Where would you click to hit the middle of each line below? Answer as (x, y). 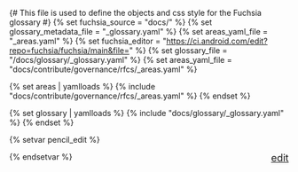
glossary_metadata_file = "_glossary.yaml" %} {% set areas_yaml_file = (139, 31)
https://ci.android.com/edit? (217, 41)
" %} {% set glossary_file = (178, 51)
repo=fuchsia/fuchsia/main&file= (70, 51)
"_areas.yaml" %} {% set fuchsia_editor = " (88, 41)
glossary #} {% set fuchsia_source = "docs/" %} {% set (111, 22)
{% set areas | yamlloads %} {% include (82, 86)
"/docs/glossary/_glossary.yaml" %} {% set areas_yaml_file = (121, 60)
